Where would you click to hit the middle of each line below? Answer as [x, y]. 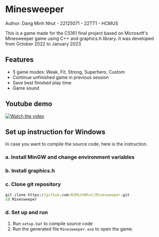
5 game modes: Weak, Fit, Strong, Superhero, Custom [69, 72]
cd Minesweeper [21, 200]
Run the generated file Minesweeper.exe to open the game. [73, 229]
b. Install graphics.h [30, 171]
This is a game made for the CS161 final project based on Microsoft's [77, 33]
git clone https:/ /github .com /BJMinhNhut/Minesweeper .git [67, 195]
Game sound [26, 88]
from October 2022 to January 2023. [44, 43]
